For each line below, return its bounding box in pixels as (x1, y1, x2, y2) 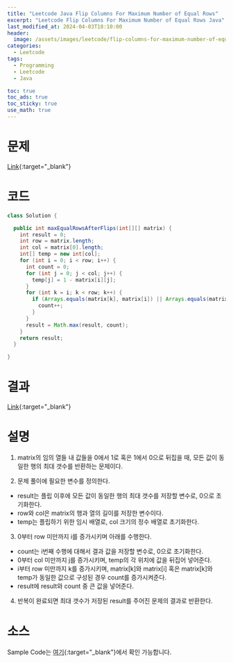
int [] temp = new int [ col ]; (19, 251, 101, 258)
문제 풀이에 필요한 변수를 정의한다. (17, 477, 110, 485)
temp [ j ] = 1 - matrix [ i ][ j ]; (32, 276, 116, 284)
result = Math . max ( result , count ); (25, 321, 129, 329)
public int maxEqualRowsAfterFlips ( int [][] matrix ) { (13, 224, 172, 231)
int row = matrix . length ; (19, 238, 95, 245)
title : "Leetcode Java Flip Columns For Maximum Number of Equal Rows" (7, 10, 218, 17)
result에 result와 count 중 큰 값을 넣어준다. (17, 582, 134, 590)
